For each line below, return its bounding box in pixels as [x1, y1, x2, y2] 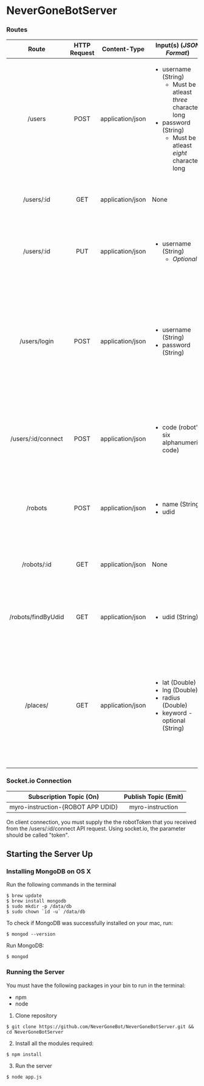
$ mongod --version [6, 931, 56, 937]
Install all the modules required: [15, 1040, 94, 1047]
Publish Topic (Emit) [123, 792, 184, 801]
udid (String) [162, 613, 199, 622]
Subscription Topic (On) [28, 792, 99, 801]
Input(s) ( [155, 41, 183, 49]
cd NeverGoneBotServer [6, 1029, 64, 1035]
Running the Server [6, 968, 65, 976]
